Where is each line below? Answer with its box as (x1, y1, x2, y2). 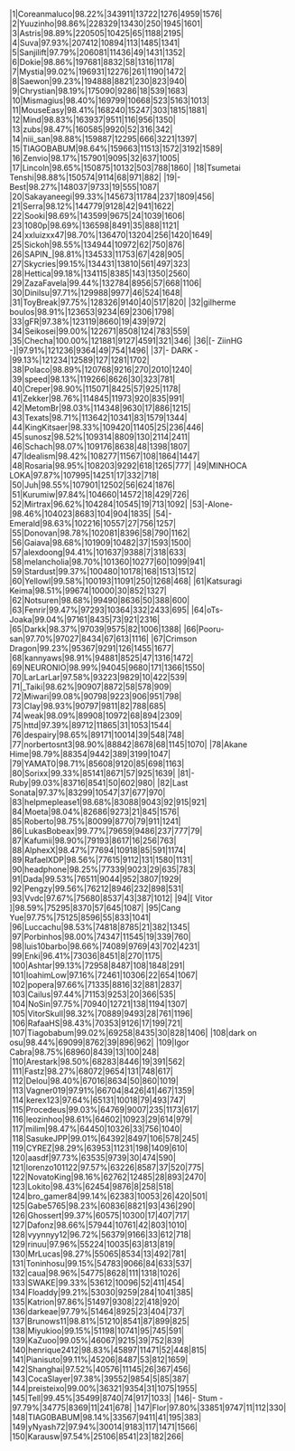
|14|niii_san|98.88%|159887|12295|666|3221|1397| (9, 134, 198, 144)
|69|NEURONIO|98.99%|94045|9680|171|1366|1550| (9, 662, 206, 673)
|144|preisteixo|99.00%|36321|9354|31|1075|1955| (9, 1383, 198, 1393)
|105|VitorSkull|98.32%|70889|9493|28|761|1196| (9, 1009, 193, 1019)
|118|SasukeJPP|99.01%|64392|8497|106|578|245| (9, 1133, 200, 1143)
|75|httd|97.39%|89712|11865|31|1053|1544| (9, 720, 172, 730)
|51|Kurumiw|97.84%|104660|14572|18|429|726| (9, 489, 189, 499)
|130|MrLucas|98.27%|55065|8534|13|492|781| (9, 1248, 187, 1259)
